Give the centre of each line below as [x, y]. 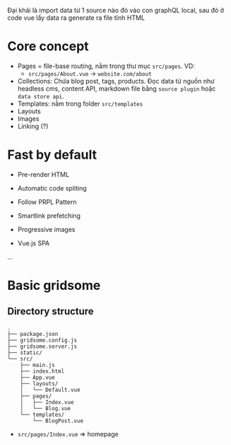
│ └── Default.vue [50, 390]
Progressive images [46, 229]
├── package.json [33, 334]
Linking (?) [33, 126]
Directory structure [51, 311]
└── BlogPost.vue [58, 421]
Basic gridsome [54, 286]
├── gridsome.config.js [42, 340]
